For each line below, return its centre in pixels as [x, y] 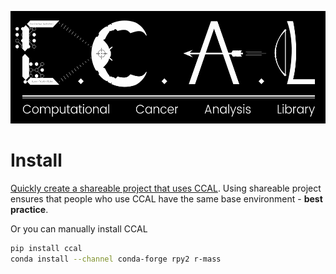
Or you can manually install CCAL [79, 228]
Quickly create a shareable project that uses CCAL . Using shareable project [166, 188]
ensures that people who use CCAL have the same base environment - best [166, 198]
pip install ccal [46, 248]
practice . [29, 209]
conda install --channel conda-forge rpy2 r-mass [116, 259]
